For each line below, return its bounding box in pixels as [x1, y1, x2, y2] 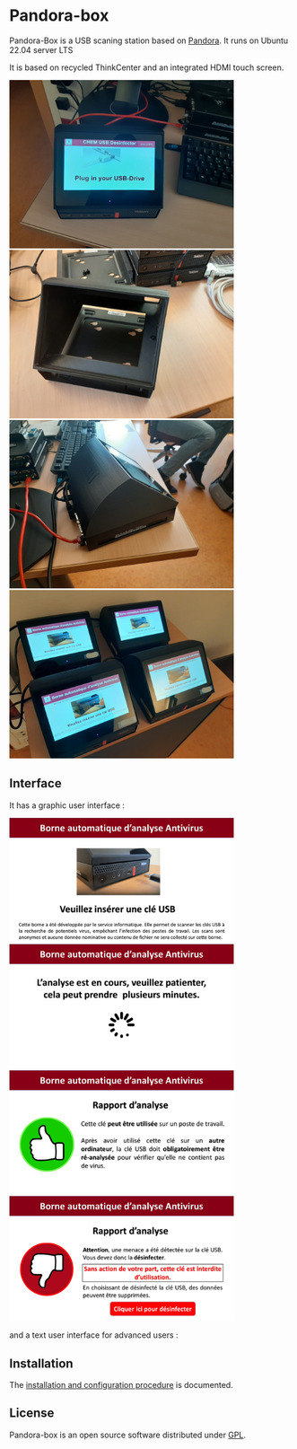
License [9, 1406, 55, 1421]
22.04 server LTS [9, 44, 74, 55]
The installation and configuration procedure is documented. [9, 1380, 233, 1391]
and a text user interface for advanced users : [9, 1330, 179, 1340]
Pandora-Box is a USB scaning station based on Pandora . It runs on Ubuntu [9, 35, 289, 46]
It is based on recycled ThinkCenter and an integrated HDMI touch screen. [9, 62, 284, 73]
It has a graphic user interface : [9, 800, 126, 811]
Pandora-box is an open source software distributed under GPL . [9, 1429, 247, 1440]
